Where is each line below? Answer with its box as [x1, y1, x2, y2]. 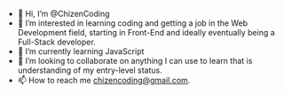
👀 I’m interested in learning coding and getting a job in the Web [17, 18, 248, 28]
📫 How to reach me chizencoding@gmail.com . [17, 75, 191, 85]
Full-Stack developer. [17, 36, 96, 47]
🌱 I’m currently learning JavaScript [17, 46, 145, 57]
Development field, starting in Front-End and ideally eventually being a [17, 27, 275, 37]
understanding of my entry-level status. [17, 65, 162, 75]
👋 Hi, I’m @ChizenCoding [17, 9, 110, 19]
